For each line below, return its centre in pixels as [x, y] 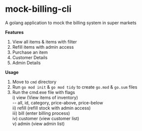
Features [14, 32]
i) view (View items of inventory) [45, 98]
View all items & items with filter [45, 42]
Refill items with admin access [43, 47]
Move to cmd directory [34, 82]
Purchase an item [30, 52]
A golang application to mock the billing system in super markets [71, 23]
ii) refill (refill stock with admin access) [52, 108]
